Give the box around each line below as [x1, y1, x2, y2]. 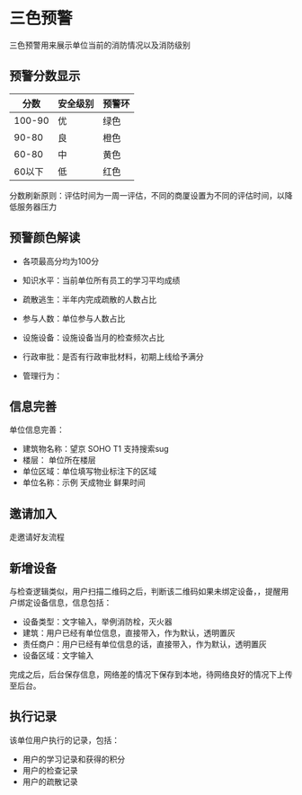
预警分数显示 [9, 68, 81, 84]
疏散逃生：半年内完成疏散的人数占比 [22, 294, 157, 305]
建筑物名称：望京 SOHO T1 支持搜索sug [22, 444, 169, 455]
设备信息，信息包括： [32, 597, 112, 607]
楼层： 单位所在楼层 [22, 455, 96, 465]
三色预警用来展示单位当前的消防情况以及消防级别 [9, 40, 191, 50]
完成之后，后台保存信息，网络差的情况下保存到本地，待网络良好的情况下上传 [9, 669, 293, 679]
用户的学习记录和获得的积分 [22, 754, 126, 764]
